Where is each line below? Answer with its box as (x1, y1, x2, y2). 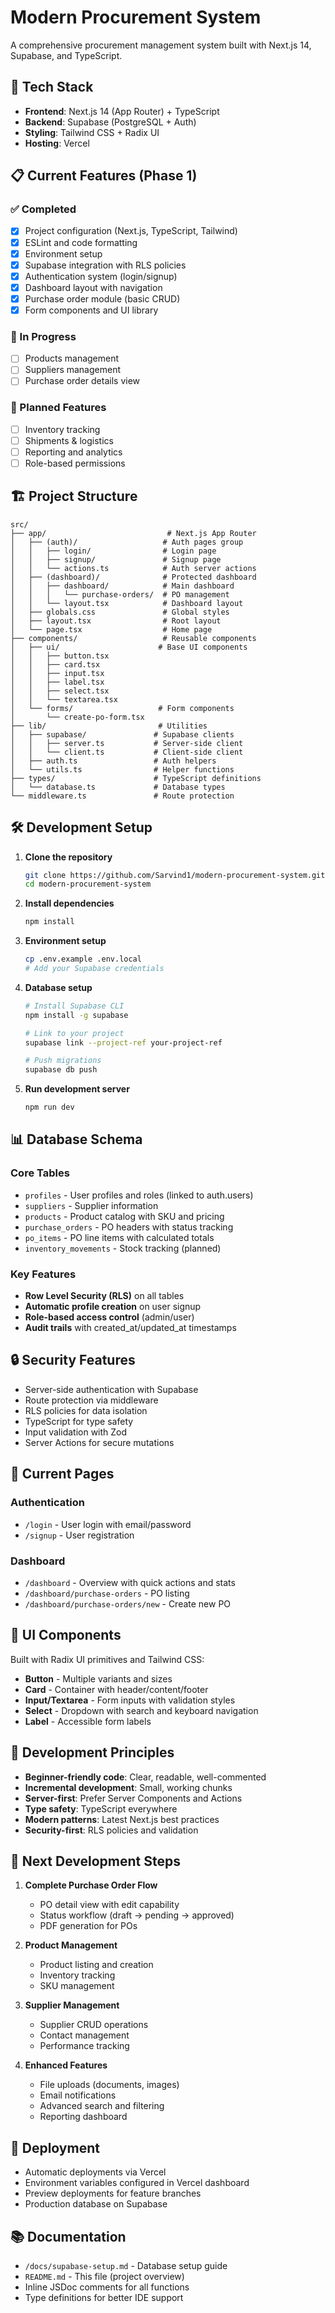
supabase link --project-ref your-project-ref (24, 1037, 223, 1048)
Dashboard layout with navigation (24, 281, 163, 293)
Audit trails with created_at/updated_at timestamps (24, 1322, 237, 1334)
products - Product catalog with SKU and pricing (24, 1210, 225, 1222)
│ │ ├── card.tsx (10, 659, 101, 670)
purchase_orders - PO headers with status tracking (24, 1221, 234, 1233)
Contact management (39, 2029, 130, 2041)
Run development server (24, 1083, 130, 1095)
